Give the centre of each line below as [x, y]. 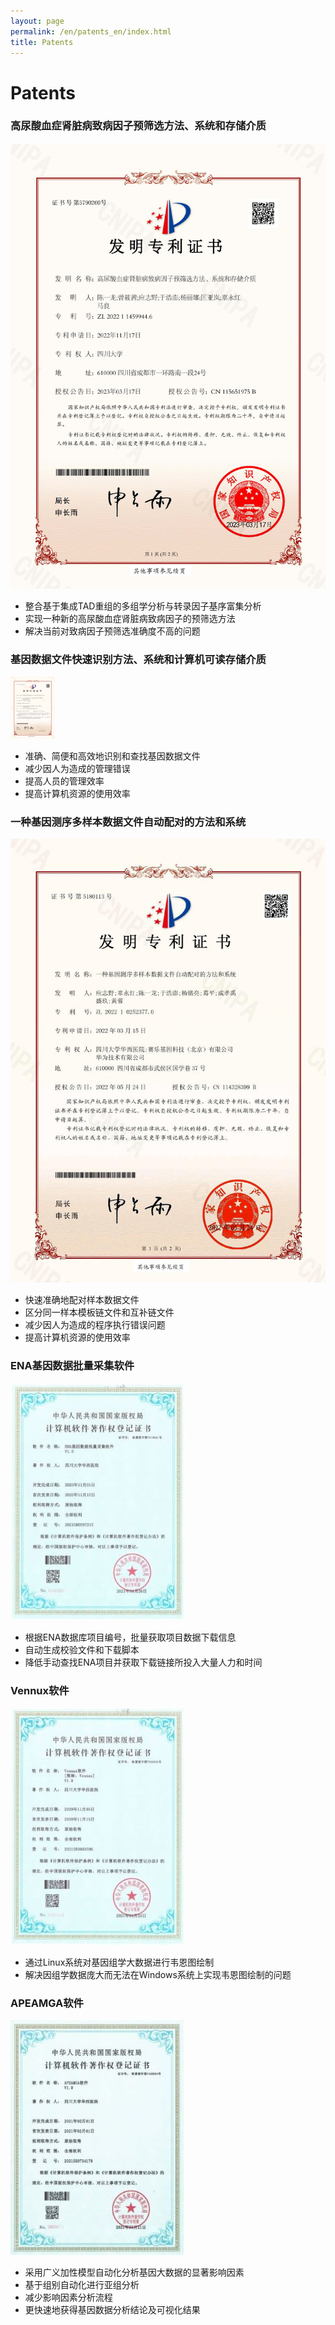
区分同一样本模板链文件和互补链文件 [99, 1312]
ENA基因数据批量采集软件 [72, 1366]
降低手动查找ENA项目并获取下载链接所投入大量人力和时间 [143, 1662]
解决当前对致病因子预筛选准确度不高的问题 [112, 631]
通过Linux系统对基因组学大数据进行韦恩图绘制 [119, 1962]
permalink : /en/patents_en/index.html [91, 31]
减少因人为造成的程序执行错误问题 [95, 1325]
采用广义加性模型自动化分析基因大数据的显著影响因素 [134, 2272]
